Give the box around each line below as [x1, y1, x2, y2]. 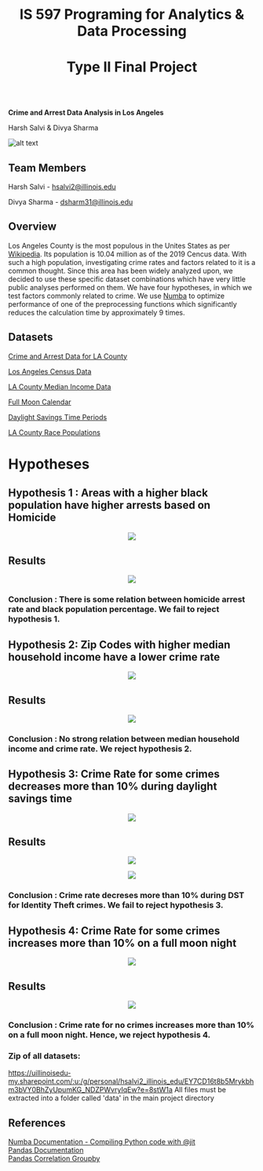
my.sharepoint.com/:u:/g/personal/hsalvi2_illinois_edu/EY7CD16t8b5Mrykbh [8, 1077, 254, 1086]
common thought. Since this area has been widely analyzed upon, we [8, 266, 233, 275]
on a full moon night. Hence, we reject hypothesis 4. [8, 1029, 210, 1040]
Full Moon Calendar [8, 397, 72, 407]
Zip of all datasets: [8, 1050, 81, 1061]
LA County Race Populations [8, 427, 100, 437]
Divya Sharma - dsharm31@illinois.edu [8, 197, 133, 206]
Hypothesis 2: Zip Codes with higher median [8, 638, 231, 651]
